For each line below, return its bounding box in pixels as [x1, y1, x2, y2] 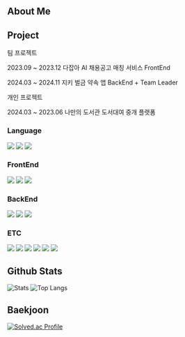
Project [7, 29, 40, 41]
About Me [7, 6, 51, 17]
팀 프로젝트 [7, 49, 38, 57]
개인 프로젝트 [7, 93, 43, 102]
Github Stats [7, 265, 63, 277]
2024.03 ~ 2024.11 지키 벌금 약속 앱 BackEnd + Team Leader [7, 78, 179, 87]
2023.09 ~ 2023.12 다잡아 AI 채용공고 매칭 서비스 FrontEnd [7, 63, 170, 72]
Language [7, 126, 42, 135]
